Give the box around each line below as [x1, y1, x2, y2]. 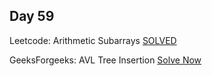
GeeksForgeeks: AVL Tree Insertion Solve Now [9, 54, 202, 66]
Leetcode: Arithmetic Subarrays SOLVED [9, 34, 177, 46]
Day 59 [9, 8, 55, 25]
